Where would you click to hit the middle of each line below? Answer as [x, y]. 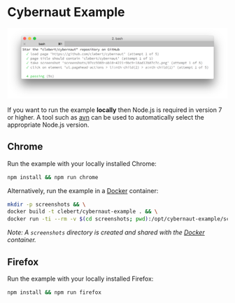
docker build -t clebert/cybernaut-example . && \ [83, 212]
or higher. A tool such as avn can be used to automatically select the [106, 117]
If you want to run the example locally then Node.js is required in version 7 [115, 110]
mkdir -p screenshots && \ [47, 204]
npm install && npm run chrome [53, 177]
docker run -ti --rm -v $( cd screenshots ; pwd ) [78, 219]
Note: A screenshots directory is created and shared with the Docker [106, 232]
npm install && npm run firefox [54, 292]
